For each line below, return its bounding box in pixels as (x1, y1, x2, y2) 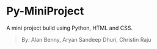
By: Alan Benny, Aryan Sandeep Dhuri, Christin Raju (21, 36, 152, 43)
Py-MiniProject (6, 4, 84, 18)
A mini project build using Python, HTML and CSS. (6, 24, 133, 31)
